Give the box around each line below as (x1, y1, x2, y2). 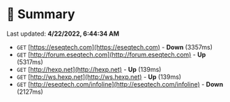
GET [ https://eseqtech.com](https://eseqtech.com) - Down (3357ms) (16, 43, 213, 51)
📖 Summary (6, 6, 75, 22)
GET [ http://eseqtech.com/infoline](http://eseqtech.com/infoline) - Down (16, 80, 224, 88)
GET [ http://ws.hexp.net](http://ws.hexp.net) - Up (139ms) (16, 73, 182, 81)
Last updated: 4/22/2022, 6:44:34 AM (6, 29, 120, 38)
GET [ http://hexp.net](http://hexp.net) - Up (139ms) (16, 65, 162, 73)
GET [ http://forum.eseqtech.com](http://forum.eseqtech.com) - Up (16, 50, 206, 59)
